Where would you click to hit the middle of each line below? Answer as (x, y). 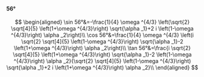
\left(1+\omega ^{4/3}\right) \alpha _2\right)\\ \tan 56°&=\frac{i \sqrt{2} (102, 48)
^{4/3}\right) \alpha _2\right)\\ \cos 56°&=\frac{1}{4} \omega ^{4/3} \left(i (102, 35)
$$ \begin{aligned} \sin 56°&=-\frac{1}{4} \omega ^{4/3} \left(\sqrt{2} (102, 22)
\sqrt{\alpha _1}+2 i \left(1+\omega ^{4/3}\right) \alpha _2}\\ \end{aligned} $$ (102, 68)
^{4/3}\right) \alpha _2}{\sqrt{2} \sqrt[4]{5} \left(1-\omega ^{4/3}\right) (102, 61)
